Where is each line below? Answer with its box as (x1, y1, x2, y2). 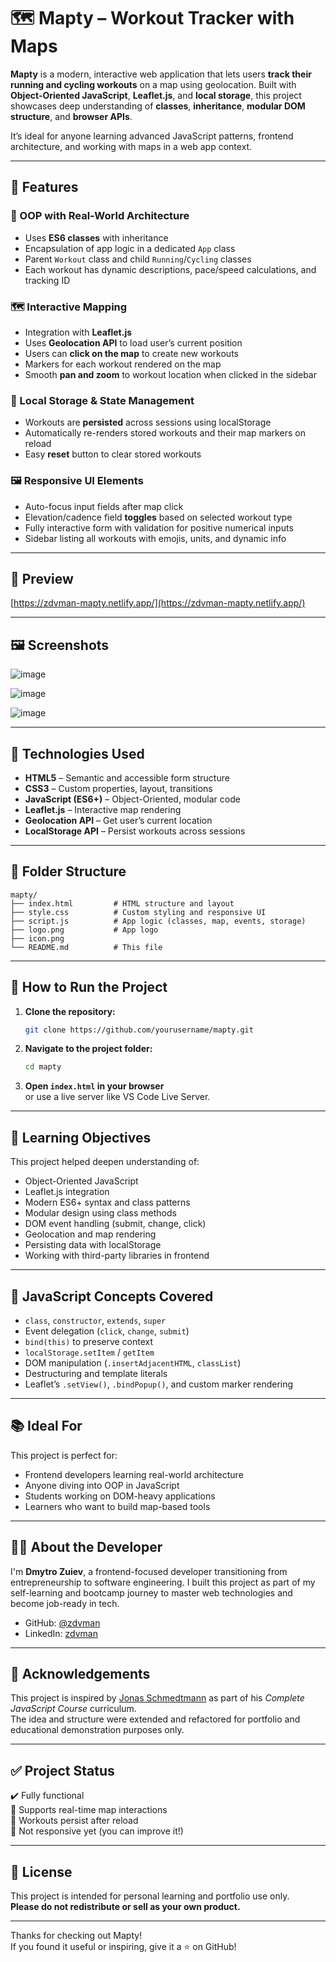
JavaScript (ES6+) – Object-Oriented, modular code (24, 793, 241, 805)
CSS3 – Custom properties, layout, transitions (24, 782, 213, 794)
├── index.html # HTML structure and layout (10, 898, 235, 909)
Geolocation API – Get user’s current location (24, 814, 213, 826)
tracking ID (24, 274, 71, 286)
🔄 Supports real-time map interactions (10, 1804, 168, 1816)
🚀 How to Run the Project (10, 979, 168, 996)
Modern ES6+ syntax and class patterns (24, 1196, 191, 1209)
